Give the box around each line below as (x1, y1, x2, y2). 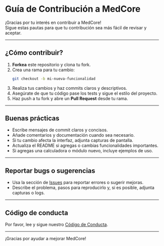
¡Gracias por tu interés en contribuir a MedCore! (5, 20, 102, 25)
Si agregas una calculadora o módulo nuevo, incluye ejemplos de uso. (12, 148, 153, 154)
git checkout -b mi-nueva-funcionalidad (12, 76, 96, 81)
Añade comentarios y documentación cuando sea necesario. (12, 132, 135, 138)
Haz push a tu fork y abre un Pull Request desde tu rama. (12, 95, 128, 101)
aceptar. (5, 30, 22, 36)
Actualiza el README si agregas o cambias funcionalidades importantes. (12, 143, 159, 148)
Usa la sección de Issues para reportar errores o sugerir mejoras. (12, 180, 144, 185)
